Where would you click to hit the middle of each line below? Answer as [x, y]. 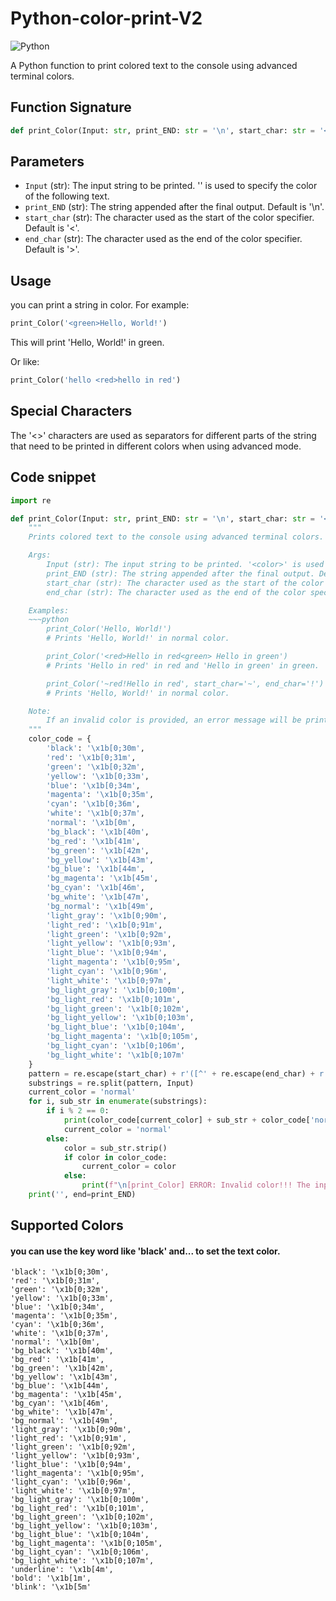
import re [31, 500]
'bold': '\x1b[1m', [51, 1578]
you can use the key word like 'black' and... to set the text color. [145, 1251]
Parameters [47, 162]
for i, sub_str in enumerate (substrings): [118, 1102]
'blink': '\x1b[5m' [51, 1587]
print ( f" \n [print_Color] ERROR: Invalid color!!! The [196, 1185]
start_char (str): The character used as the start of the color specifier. [169, 218]
